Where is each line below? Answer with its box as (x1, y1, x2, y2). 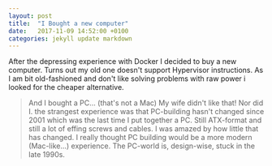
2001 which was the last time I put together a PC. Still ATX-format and (28, 115, 262, 126)
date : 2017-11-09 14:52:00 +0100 (8, 27, 129, 35)
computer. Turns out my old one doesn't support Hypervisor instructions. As (8, 66, 264, 75)
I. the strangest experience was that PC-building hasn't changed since (28, 107, 265, 117)
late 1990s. (28, 150, 65, 160)
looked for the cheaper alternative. (8, 83, 124, 92)
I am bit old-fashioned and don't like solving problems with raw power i (8, 74, 246, 83)
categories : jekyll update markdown (8, 34, 132, 43)
